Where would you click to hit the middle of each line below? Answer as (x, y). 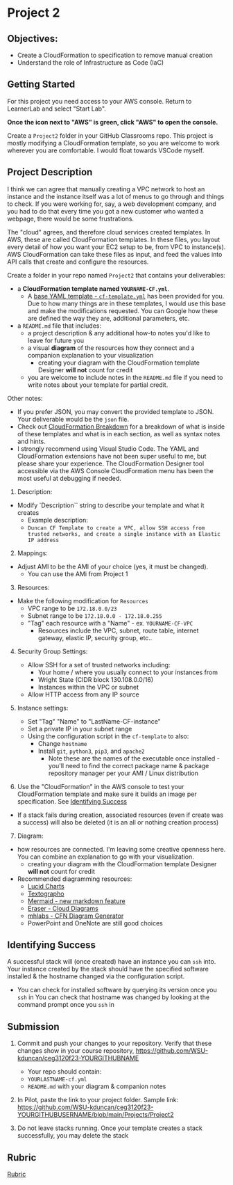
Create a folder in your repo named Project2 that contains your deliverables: (116, 275)
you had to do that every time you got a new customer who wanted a (105, 211)
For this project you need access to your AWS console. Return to (100, 101)
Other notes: (25, 398)
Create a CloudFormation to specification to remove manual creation (115, 55)
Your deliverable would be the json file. (73, 419)
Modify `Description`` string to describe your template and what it (111, 505)
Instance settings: (43, 708)
